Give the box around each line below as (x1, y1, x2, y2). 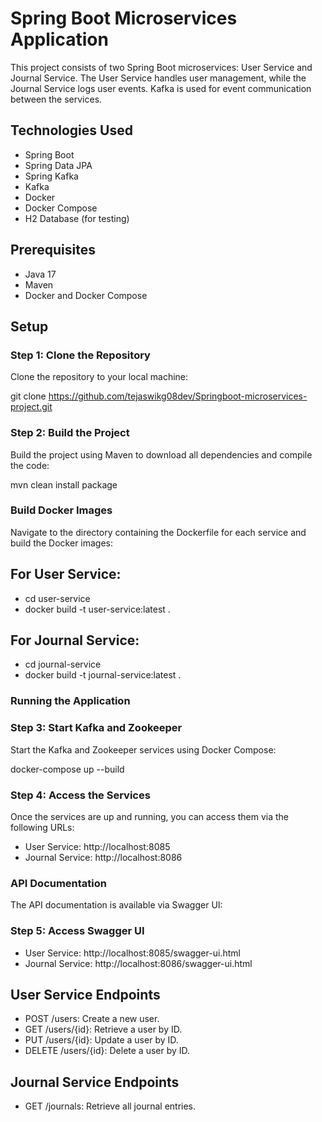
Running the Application (10, 694, 131, 708)
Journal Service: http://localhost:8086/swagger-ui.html (24, 957, 253, 969)
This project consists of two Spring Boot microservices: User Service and (10, 61, 313, 73)
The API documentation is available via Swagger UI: (10, 899, 223, 911)
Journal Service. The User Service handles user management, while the (10, 72, 307, 84)
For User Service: (10, 566, 122, 583)
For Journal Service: (10, 632, 140, 649)
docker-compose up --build (10, 763, 125, 775)
